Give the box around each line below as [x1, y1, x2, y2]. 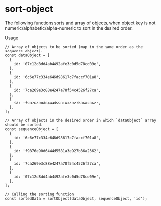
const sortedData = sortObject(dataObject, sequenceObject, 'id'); [5, 196, 148, 201]
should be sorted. [5, 122, 43, 127]
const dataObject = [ [5, 53, 50, 58]
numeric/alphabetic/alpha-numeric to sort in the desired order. [5, 25, 133, 31]
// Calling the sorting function [5, 192, 74, 197]
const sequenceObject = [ [5, 126, 58, 132]
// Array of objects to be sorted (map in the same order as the [5, 44, 143, 49]
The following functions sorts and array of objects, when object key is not [5, 20, 156, 26]
